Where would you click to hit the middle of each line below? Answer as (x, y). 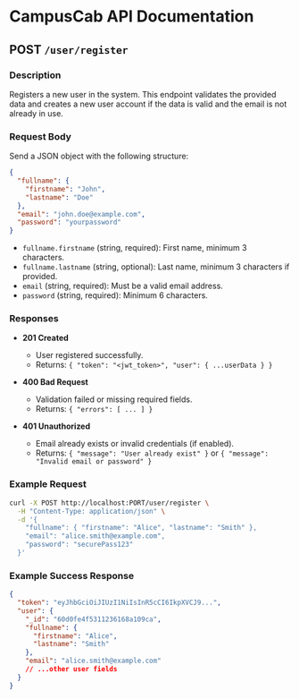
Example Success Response (72, 575)
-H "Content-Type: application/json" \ (91, 511)
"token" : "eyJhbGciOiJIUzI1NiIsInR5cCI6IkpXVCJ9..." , (119, 603)
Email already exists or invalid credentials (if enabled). (135, 444)
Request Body (40, 136)
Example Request (48, 484)
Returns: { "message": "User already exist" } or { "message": (152, 453)
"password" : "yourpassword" (70, 222)
